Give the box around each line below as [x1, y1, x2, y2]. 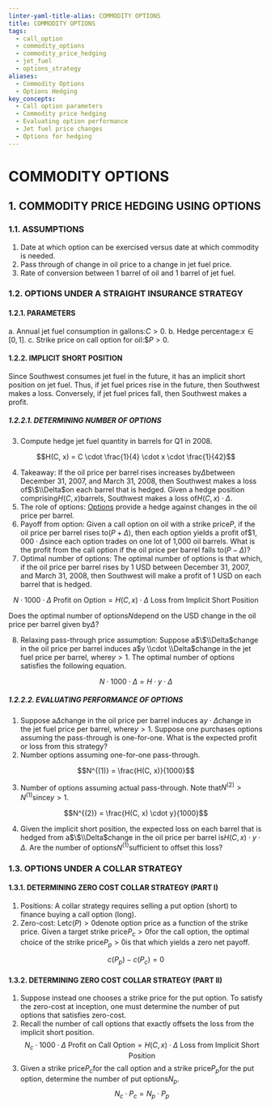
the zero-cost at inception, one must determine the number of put [19, 1002, 240, 1012]
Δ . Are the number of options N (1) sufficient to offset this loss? [19, 842, 223, 852]
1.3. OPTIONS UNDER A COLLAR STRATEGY [8, 863, 184, 874]
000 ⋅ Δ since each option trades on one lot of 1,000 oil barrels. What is [19, 536, 256, 546]
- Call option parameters [15, 102, 104, 110]
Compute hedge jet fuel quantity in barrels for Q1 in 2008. [19, 436, 213, 445]
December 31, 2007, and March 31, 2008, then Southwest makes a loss [19, 475, 257, 486]
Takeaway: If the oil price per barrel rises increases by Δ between [19, 467, 235, 477]
